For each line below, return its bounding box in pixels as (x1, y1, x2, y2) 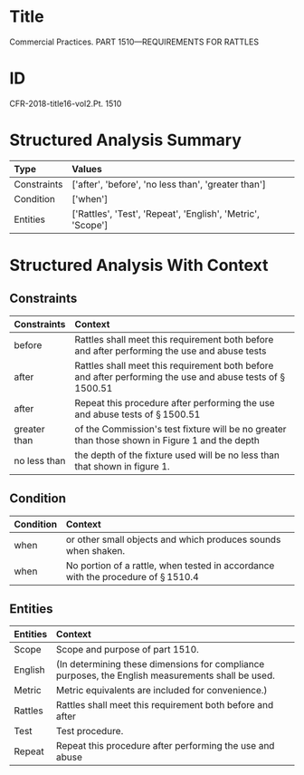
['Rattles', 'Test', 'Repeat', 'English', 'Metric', (71, 207, 260, 219)
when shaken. (66, 544, 126, 557)
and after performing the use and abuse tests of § (74, 370, 286, 383)
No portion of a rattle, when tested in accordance (66, 559, 275, 572)
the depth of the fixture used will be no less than (74, 449, 280, 461)
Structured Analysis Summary (9, 130, 242, 150)
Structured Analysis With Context (9, 256, 269, 276)
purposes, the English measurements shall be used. (55, 669, 276, 682)
